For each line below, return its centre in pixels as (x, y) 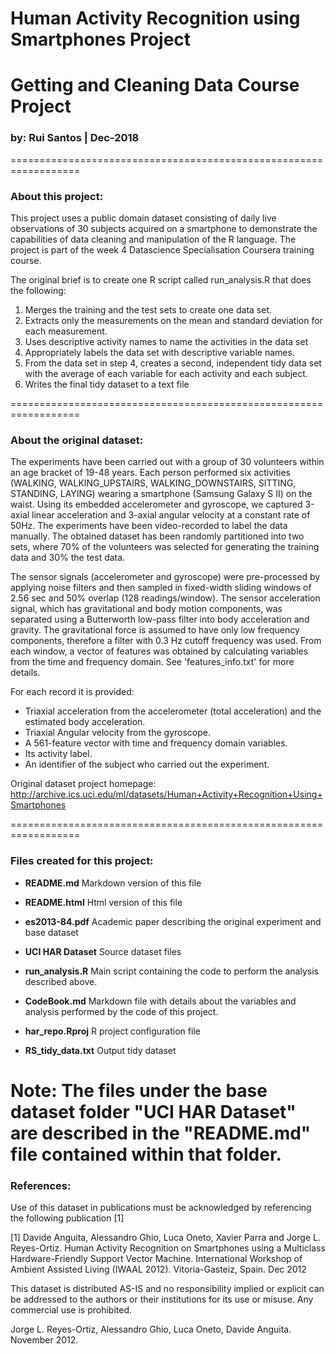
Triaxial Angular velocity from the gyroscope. (117, 733)
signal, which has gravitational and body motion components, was (146, 609)
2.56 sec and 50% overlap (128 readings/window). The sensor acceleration (165, 598)
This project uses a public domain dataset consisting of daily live (143, 218)
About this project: (57, 196)
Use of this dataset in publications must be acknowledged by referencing (161, 1208)
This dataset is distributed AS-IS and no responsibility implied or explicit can (167, 1289)
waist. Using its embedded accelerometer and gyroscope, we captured (156, 504)
